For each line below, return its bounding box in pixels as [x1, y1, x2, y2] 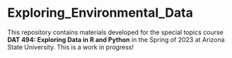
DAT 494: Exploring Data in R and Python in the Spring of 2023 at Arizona [7, 35, 225, 43]
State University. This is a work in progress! [7, 43, 134, 51]
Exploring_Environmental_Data [7, 5, 193, 21]
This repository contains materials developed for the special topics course [7, 28, 224, 36]
